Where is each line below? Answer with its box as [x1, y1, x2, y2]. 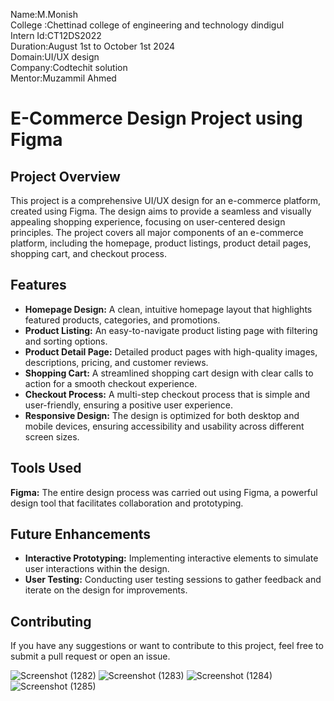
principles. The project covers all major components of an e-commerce [10, 227, 304, 238]
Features [10, 277, 67, 294]
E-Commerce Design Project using [10, 107, 303, 130]
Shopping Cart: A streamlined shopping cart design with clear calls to [24, 367, 314, 379]
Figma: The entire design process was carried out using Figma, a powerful [10, 486, 318, 498]
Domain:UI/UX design [10, 51, 100, 63]
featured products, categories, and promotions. [24, 314, 221, 326]
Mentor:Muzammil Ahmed [10, 72, 117, 84]
